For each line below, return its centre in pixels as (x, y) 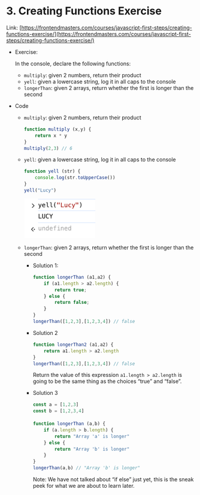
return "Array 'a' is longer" (92, 436)
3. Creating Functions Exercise (84, 11)
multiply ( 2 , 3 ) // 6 (48, 148)
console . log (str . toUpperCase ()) (75, 178)
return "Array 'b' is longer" (92, 449)
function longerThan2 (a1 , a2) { (73, 345)
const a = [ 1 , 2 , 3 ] (56, 405)
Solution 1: (46, 265)
